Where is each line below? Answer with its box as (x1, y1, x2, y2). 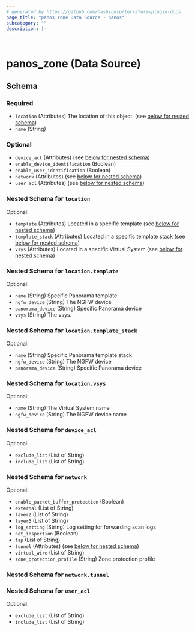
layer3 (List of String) (14, 517, 68, 525)
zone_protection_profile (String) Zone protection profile (14, 555, 155, 562)
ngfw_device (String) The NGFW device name (14, 411, 127, 418)
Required (6, 99, 34, 107)
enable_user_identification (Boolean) (14, 166, 111, 174)
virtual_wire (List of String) (14, 549, 85, 556)
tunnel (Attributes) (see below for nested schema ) (14, 543, 139, 550)
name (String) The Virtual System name (14, 404, 110, 412)
